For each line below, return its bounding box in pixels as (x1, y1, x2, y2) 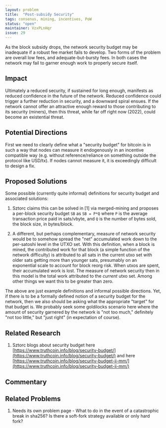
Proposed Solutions (5, 177, 67, 186)
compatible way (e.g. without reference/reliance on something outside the (5, 152, 157, 158)
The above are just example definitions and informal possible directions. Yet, (5, 288, 161, 294)
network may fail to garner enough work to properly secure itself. (5, 60, 138, 66)
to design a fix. (5, 163, 36, 169)
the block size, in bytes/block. (12, 221, 74, 227)
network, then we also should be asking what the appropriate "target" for (5, 299, 155, 305)
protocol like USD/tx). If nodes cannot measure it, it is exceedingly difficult (5, 157, 157, 163)
